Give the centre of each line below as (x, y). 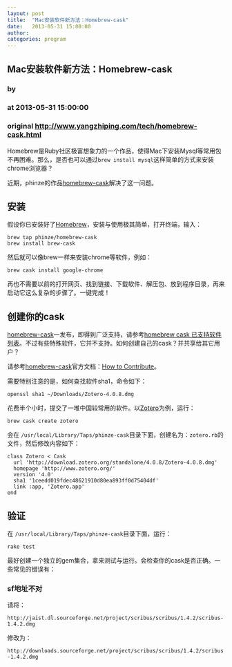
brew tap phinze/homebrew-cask (52, 238)
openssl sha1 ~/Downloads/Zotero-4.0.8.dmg (71, 395)
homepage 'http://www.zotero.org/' (65, 469)
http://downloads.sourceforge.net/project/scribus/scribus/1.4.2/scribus (116, 651)
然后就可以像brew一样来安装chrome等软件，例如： (80, 257)
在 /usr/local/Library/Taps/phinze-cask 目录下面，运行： (89, 534)
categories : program (37, 39)
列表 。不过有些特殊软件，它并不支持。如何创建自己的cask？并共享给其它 (111, 344)
